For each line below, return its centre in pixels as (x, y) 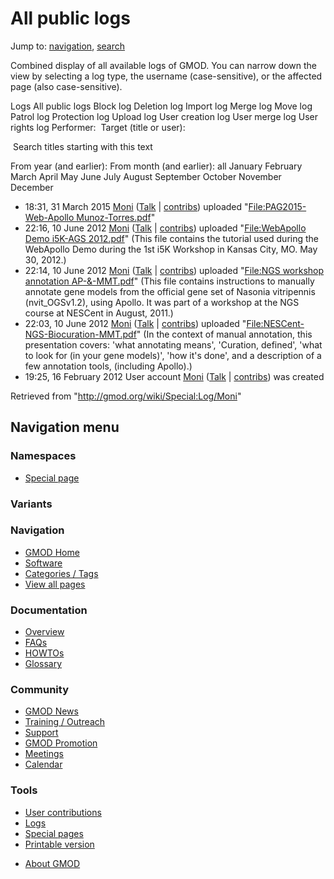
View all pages (55, 584)
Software (43, 563)
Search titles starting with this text (82, 146)
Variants (31, 504)
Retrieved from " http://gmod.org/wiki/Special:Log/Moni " (126, 396)
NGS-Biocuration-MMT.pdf (80, 334)
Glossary (43, 664)
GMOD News (51, 711)
